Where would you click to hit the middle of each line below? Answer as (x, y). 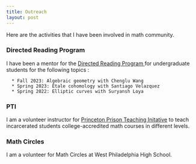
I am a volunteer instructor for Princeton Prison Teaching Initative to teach (98, 120)
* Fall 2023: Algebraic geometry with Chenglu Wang (78, 81)
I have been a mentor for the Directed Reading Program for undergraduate (98, 63)
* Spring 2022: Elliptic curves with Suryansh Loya (78, 91)
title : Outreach (26, 12)
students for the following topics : (48, 69)
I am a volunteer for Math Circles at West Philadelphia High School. (89, 155)
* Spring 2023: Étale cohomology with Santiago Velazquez (86, 86)
